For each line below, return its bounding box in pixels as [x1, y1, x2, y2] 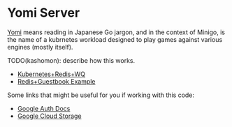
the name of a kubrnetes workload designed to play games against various [7, 35, 223, 43]
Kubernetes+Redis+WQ [17, 70, 86, 78]
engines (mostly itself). [7, 43, 73, 51]
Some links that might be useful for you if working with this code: [7, 91, 194, 99]
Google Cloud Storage [17, 112, 82, 120]
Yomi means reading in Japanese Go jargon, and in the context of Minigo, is [7, 28, 226, 36]
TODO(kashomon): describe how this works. [7, 56, 136, 64]
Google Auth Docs [17, 104, 71, 112]
